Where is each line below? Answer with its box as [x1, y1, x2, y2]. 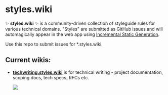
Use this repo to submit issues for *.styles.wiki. [5, 41, 103, 47]
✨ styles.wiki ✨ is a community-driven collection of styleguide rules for [5, 20, 155, 26]
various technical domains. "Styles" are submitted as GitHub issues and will [5, 26, 163, 32]
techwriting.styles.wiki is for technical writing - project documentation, [12, 69, 163, 75]
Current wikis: [5, 56, 51, 64]
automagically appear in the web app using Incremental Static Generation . [5, 31, 160, 37]
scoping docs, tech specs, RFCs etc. [12, 74, 90, 80]
